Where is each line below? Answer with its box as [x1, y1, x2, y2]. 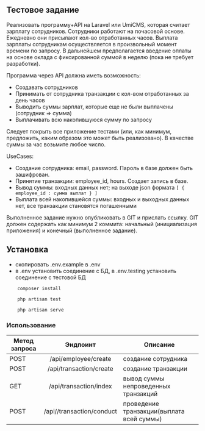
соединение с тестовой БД [15, 274, 87, 281]
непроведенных [123, 382, 171, 390]
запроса [10, 344, 37, 352]
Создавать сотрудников [15, 84, 78, 91]
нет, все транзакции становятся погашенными [15, 202, 137, 209]
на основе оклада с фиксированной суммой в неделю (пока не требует [6, 53, 194, 60]
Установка [6, 244, 49, 255]
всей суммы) [123, 415, 162, 423]
